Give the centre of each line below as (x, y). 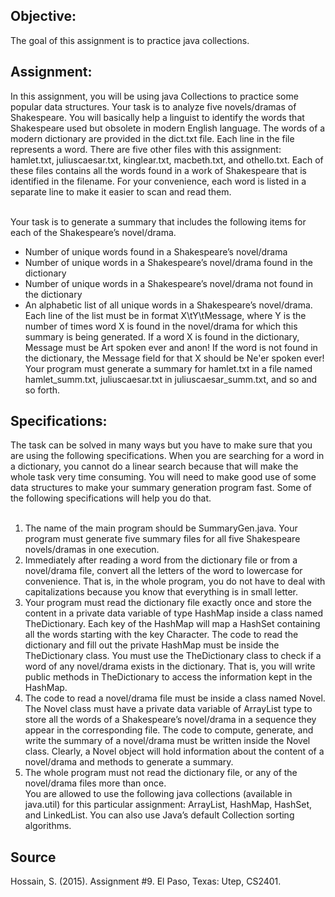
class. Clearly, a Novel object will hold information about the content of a (174, 751)
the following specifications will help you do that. (111, 498)
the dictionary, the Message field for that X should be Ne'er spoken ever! (174, 358)
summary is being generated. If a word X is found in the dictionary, (162, 336)
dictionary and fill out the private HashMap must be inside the (152, 645)
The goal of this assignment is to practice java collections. (130, 40)
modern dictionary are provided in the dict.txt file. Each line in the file (152, 138)
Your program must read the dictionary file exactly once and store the (168, 603)
